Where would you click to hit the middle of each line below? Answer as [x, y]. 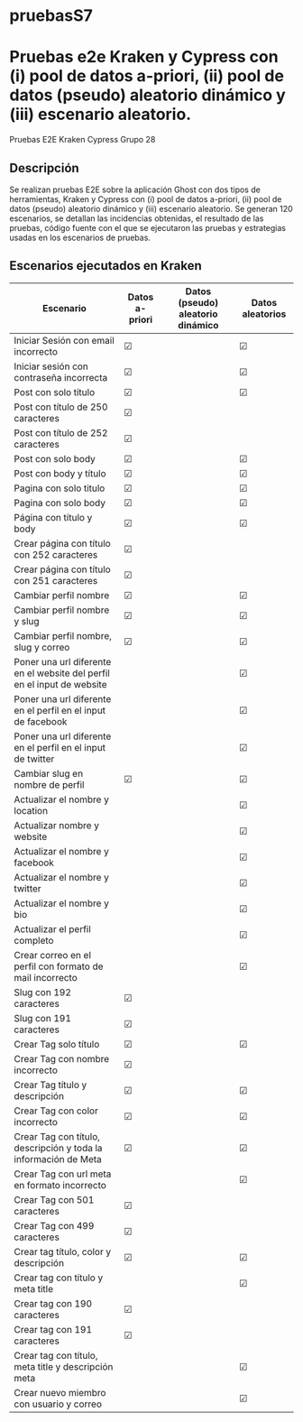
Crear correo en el [53, 955]
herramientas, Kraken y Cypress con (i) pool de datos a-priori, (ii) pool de [146, 199]
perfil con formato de [59, 966]
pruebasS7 [51, 16]
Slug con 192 [43, 992]
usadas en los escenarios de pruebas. [80, 237]
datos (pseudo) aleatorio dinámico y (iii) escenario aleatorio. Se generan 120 [151, 208]
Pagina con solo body [60, 503]
